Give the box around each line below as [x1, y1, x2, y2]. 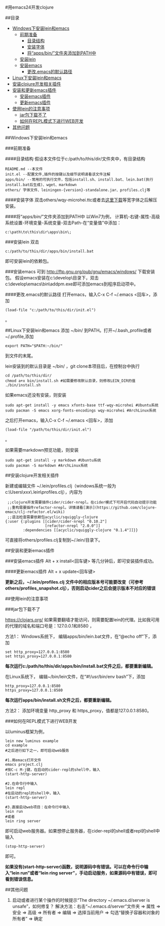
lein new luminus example [5, 739, 58, 743]
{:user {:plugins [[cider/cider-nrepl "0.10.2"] [5, 519, 107, 524]
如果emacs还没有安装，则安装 [5, 392, 67, 398]
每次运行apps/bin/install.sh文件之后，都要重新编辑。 [5, 697, 115, 703]
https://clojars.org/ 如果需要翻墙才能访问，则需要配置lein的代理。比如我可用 [5, 617, 160, 622]
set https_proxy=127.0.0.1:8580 [5, 654, 72, 659]
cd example [5, 743, 28, 748]
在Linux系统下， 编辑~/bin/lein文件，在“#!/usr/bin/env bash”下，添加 [5, 674, 146, 679]
